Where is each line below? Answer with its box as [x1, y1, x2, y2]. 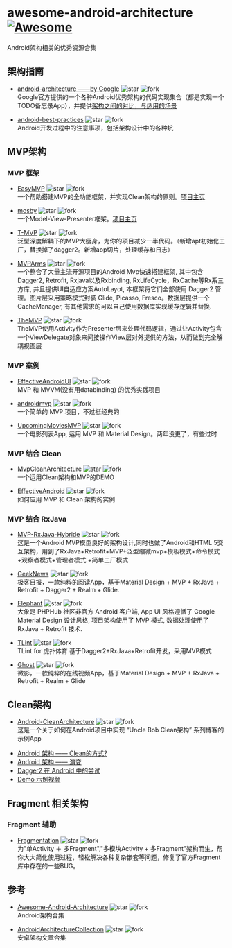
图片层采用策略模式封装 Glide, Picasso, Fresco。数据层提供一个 [29, 293, 210, 302]
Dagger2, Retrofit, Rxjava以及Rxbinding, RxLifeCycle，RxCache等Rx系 [17, 276, 218, 285]
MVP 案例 [7, 361, 40, 370]
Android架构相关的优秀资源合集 [7, 43, 97, 51]
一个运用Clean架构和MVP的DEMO [17, 473, 114, 481]
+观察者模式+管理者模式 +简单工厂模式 [17, 556, 129, 565]
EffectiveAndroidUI [17, 377, 71, 386]
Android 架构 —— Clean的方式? [17, 749, 107, 757]
